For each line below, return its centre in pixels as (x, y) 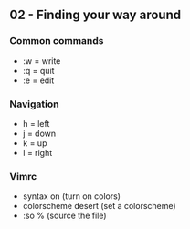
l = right (37, 152)
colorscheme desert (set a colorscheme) (99, 206)
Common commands (57, 41)
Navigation (34, 104)
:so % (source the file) (64, 216)
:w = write (42, 61)
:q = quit (38, 70)
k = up (35, 143)
